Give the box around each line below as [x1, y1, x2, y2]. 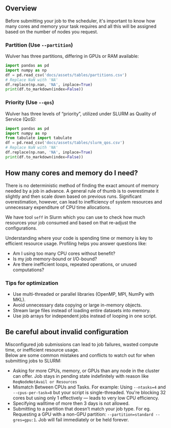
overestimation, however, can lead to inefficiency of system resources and [5, 198, 162, 205]
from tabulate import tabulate [5, 135, 72, 140]
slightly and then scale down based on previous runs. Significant [5, 193, 142, 199]
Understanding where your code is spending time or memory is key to [5, 235, 153, 241]
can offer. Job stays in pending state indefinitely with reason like [12, 373, 149, 379]
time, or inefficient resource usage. [5, 347, 79, 353]
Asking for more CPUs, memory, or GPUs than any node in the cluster [12, 368, 160, 374]
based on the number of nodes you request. [5, 28, 98, 35]
